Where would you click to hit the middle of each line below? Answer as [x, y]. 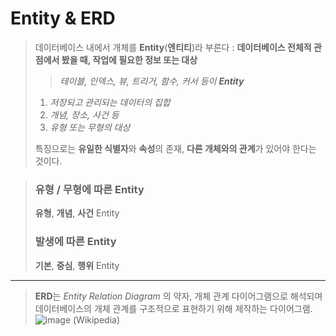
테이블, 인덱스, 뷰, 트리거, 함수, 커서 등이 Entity [152, 81]
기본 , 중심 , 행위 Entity [77, 265]
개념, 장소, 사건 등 [84, 114]
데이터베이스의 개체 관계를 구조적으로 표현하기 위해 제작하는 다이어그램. [173, 308]
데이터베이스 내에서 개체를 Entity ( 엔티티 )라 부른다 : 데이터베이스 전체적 [173, 47]
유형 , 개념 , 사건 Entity [77, 213]
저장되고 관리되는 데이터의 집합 [110, 102]
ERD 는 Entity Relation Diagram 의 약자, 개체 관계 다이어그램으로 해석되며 [178, 296]
